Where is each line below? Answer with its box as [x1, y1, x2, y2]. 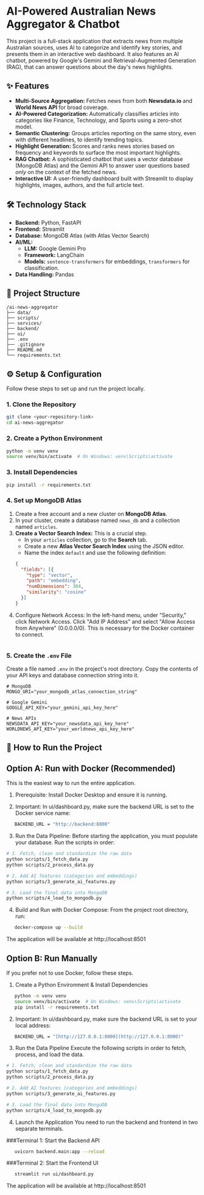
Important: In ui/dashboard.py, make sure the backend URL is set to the [15, 803, 194, 811]
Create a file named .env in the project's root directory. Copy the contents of [6, 665, 199, 672]
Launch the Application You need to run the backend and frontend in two [15, 1118, 198, 1126]
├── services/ [6, 320, 43, 326]
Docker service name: [15, 809, 71, 817]
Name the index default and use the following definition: [24, 549, 166, 556]
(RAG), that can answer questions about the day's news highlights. [6, 63, 174, 71]
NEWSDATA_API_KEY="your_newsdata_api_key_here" [6, 721, 130, 727]
